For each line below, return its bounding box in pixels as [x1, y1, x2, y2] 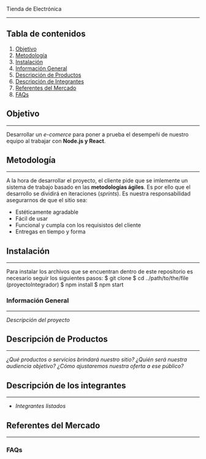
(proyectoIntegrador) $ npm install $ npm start [6, 281, 124, 288]
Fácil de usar [15, 215, 48, 222]
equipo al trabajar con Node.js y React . [6, 137, 106, 144]
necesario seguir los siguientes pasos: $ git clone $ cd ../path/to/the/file [6, 275, 189, 282]
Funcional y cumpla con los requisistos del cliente [15, 221, 141, 229]
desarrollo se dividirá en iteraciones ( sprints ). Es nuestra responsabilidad [6, 190, 191, 197]
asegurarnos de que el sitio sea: [6, 197, 88, 204]
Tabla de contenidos [6, 29, 86, 39]
